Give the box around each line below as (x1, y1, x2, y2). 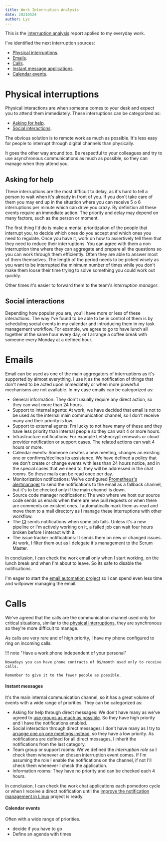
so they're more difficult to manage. (5, 625, 79, 631)
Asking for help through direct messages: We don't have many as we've (12, 709, 161, 715)
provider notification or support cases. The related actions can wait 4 (12, 439, 155, 445)
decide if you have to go (12, 826, 62, 832)
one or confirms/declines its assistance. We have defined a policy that (12, 455, 157, 461)
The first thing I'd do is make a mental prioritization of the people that (5, 225, 148, 231)
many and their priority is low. (12, 417, 73, 423)
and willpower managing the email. (5, 580, 77, 586)
